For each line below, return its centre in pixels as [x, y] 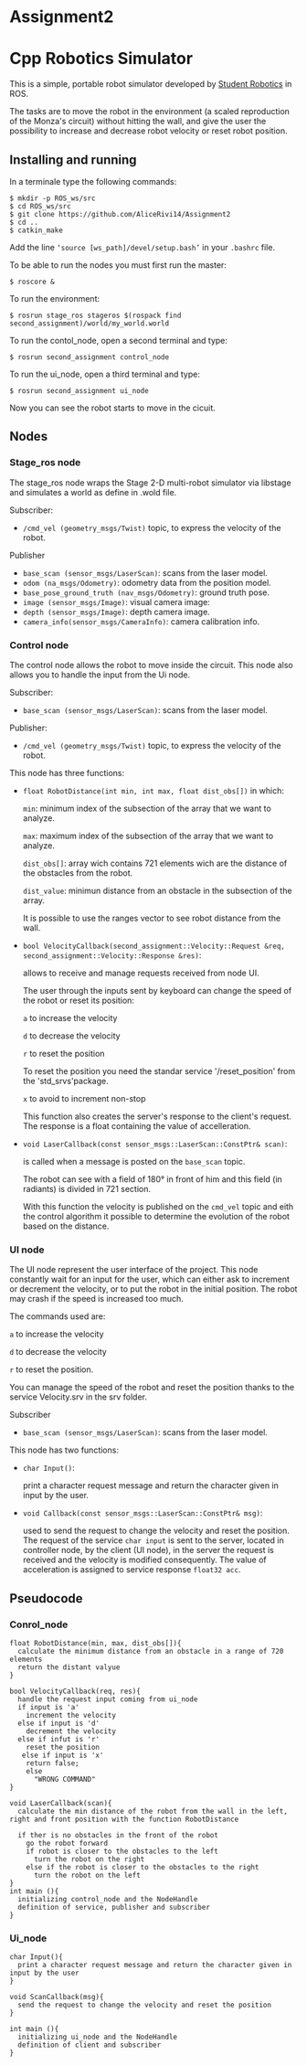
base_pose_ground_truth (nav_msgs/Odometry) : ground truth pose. [146, 592]
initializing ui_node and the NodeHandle [98, 2037]
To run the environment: [55, 298]
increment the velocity [71, 1715]
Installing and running [73, 160]
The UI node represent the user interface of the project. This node [134, 1270]
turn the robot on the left [87, 1875]
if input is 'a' [48, 1707]
